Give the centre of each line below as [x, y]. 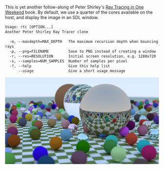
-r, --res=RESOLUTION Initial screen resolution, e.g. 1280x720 [83, 56]
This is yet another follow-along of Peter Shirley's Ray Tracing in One [74, 7]
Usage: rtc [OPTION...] [29, 27]
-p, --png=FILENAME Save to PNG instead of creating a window [83, 51]
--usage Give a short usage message [72, 71]
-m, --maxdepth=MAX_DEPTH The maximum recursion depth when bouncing [84, 42]
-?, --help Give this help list [60, 66]
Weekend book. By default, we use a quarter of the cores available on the [79, 12]
